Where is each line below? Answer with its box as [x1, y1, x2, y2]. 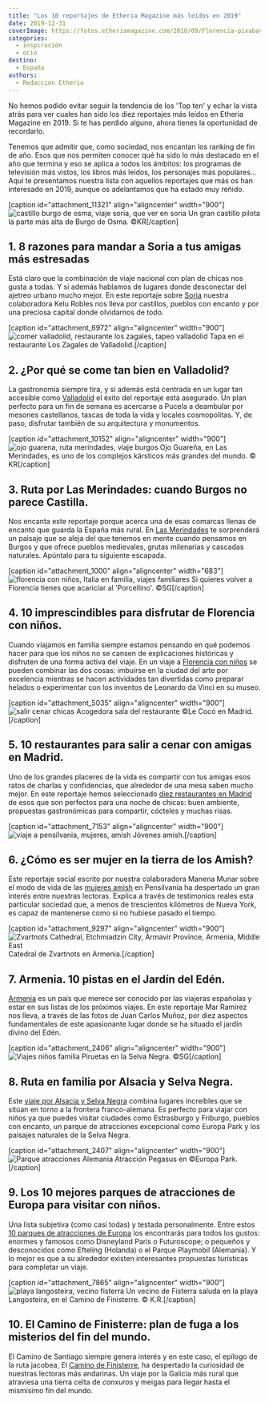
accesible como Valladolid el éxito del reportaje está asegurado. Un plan [8, 393, 247, 403]
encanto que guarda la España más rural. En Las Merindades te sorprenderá [8, 525, 260, 535]
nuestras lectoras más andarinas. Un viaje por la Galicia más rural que [8, 1368, 239, 1378]
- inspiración [15, 42, 62, 50]
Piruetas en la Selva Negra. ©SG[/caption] [81, 1051, 222, 1061]
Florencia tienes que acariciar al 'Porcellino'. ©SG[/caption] [8, 583, 204, 592]
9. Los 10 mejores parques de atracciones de [8, 1186, 236, 1200]
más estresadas [8, 252, 90, 266]
